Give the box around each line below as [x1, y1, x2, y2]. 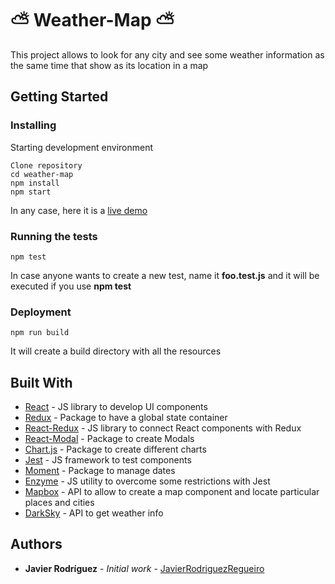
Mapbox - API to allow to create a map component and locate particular [24, 486, 320, 498]
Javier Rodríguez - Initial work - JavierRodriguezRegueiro [24, 562, 265, 574]
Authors [10, 536, 63, 553]
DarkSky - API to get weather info [24, 507, 164, 519]
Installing [10, 118, 57, 132]
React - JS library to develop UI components [24, 401, 208, 413]
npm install [10, 178, 60, 188]
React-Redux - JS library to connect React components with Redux [24, 422, 302, 434]
